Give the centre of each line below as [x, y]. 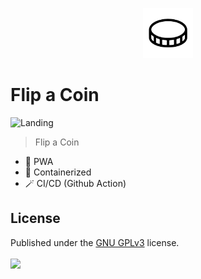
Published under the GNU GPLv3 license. [95, 242]
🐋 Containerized [58, 172]
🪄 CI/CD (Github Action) [75, 183]
